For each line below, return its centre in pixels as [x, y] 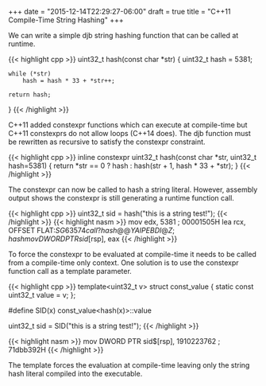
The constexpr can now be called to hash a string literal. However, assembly [133, 189]
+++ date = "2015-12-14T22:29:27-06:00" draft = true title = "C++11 [120, 12]
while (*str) [30, 74]
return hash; [30, 95]
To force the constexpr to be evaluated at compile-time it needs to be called [132, 254]
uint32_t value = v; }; [42, 295]
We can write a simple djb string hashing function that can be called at [123, 35]
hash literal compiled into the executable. [75, 374]
